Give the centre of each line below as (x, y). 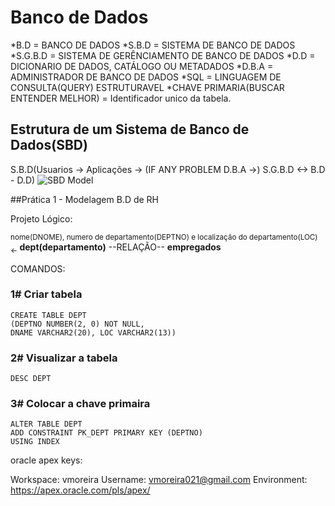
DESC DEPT (31, 379)
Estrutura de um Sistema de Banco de (130, 129)
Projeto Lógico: (41, 218)
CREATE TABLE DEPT (48, 315)
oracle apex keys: (46, 460)
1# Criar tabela (46, 294)
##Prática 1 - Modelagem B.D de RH (85, 199)
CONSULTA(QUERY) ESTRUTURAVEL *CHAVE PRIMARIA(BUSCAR (147, 87)
